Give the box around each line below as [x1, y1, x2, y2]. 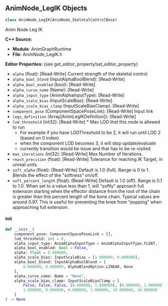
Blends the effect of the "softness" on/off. [12, 172, 99, 178]
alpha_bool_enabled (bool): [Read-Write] [12, 81, 95, 87]
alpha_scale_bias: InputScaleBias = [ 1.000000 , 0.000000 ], [14, 255, 140, 260]
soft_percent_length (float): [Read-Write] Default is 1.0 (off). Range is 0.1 [12, 177, 162, 183]
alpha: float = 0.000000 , [14, 250, 68, 255]
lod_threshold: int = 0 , [14, 236, 66, 241]
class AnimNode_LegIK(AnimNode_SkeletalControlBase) [5, 17, 117, 22]
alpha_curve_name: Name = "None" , [14, 273, 86, 278]
